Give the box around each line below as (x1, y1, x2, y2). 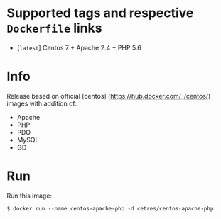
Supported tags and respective (6, 5, 194, 21)
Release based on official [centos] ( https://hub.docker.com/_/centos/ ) (6, 91, 211, 100)
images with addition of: (6, 99, 77, 108)
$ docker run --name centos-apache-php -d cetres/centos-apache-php (6, 205, 214, 212)
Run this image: (6, 191, 53, 200)
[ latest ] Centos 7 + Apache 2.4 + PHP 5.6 (16, 43, 141, 52)
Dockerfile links (6, 20, 102, 36)
